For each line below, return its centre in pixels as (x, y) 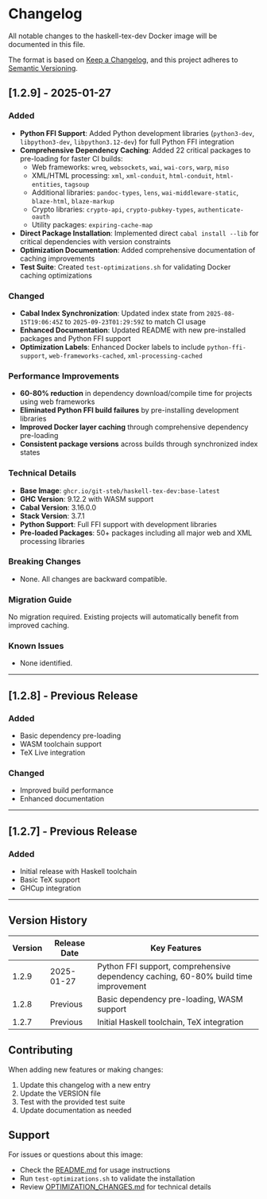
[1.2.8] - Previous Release (73, 695)
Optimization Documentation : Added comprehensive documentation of (137, 250)
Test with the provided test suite (72, 1101)
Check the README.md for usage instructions (95, 1170)
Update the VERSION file (60, 1093)
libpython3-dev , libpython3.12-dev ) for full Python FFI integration (127, 142)
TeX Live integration (52, 753)
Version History (48, 920)
